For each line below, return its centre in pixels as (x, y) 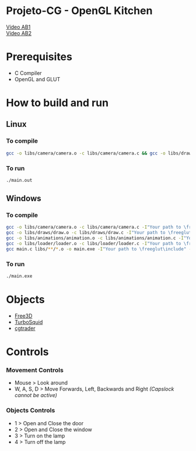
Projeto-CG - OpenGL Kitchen (79, 11)
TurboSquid (29, 322)
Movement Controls (35, 370)
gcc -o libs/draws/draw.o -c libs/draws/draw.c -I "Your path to (86, 233)
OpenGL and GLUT (37, 79)
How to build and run (57, 103)
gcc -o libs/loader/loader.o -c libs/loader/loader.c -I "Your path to (94, 244)
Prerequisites (39, 57)
